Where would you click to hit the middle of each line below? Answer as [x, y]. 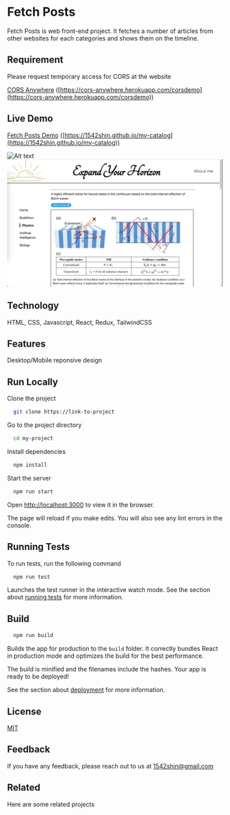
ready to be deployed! [38, 676]
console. [20, 525]
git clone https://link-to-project [64, 412]
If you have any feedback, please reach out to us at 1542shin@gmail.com [110, 766]
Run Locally [33, 382]
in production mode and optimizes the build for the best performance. [105, 656]
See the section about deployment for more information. [86, 690]
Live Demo [30, 118]
